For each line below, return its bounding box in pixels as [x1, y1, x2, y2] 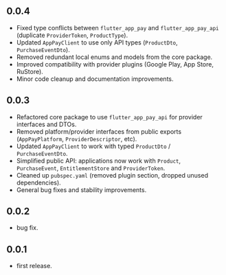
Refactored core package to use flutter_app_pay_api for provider [16, 112, 203, 121]
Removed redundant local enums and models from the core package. [16, 53, 213, 61]
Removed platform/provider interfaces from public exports [16, 127, 182, 136]
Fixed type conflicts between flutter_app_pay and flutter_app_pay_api [16, 23, 219, 32]
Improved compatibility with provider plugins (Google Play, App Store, [16, 60, 214, 68]
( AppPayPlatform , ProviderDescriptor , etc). [16, 134, 137, 143]
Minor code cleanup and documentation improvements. [16, 75, 174, 83]
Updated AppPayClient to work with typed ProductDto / [16, 142, 171, 150]
